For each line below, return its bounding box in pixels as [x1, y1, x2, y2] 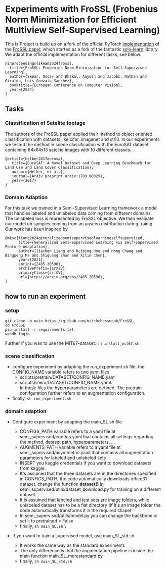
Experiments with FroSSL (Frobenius [5, 3, 158, 15]
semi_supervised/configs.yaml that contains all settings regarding [19, 434, 154, 440]
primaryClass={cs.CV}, [18, 270, 65, 275]
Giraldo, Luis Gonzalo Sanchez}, [5, 78, 74, 83]
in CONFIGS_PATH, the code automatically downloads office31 [19, 476, 147, 482]
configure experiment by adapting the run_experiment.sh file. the [12, 363, 145, 369]
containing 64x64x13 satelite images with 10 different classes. [5, 147, 132, 153]
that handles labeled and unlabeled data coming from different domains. [5, 210, 152, 216]
